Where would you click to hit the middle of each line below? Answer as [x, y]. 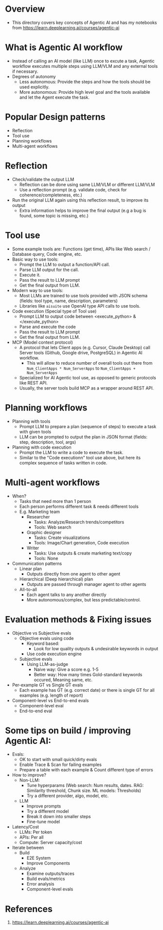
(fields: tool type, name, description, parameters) [68, 301]
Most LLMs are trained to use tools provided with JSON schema [83, 295]
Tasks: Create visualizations [62, 537]
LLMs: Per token [36, 832]
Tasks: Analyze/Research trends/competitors [79, 522]
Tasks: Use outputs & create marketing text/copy [83, 553]
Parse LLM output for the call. [49, 269]
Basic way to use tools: [35, 259]
